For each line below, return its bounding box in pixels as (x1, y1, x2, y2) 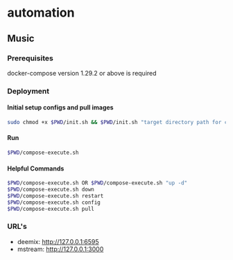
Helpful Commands (7, 164, 64, 173)
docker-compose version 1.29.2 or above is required (7, 69, 157, 77)
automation (7, 5, 75, 21)
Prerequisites (7, 53, 53, 63)
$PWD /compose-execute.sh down (7, 186, 95, 193)
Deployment (7, 86, 50, 96)
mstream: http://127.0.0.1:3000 (17, 245, 104, 253)
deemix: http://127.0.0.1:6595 (17, 237, 99, 245)
